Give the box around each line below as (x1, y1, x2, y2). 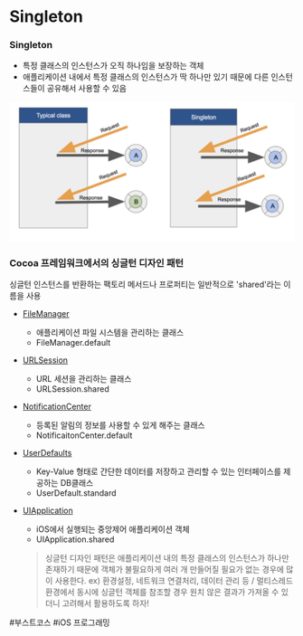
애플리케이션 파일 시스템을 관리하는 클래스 (35, 327, 185, 337)
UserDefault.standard (35, 487, 117, 498)
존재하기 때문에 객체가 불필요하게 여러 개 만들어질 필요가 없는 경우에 (44, 564, 285, 574)
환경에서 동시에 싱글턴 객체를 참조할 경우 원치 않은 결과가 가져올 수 (44, 586, 279, 597)
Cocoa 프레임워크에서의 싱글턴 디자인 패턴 (9, 256, 184, 269)
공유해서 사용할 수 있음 (46, 83, 127, 94)
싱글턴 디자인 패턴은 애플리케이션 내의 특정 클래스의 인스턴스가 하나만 (44, 552, 289, 563)
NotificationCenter (22, 401, 92, 412)
